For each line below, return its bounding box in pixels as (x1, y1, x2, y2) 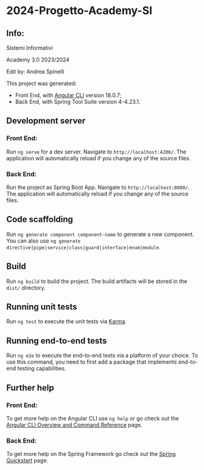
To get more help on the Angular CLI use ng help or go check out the (6, 414, 179, 422)
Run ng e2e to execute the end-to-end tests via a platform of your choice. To (6, 352, 199, 359)
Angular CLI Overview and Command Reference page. (6, 421, 142, 428)
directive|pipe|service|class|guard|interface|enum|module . (6, 243, 161, 251)
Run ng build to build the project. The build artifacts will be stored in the (6, 277, 188, 285)
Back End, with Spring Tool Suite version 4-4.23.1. (15, 98, 141, 105)
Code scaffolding (6, 215, 73, 225)
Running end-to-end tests (6, 336, 107, 346)
